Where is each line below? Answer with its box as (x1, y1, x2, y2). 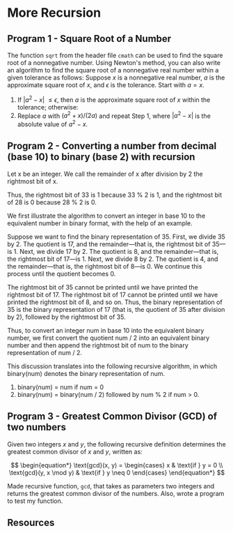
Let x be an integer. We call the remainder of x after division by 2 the (7, 170, 203, 178)
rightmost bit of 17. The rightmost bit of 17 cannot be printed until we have (7, 290, 218, 299)
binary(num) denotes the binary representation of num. (7, 369, 166, 377)
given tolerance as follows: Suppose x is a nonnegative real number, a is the (7, 73, 225, 82)
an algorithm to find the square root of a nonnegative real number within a (7, 66, 219, 74)
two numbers (7, 421, 66, 433)
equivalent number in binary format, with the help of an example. (7, 218, 193, 227)
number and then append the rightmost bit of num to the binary (7, 340, 189, 350)
